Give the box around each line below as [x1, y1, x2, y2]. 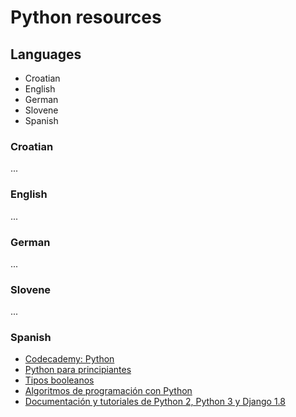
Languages [10, 46, 82, 63]
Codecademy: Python [24, 353, 115, 365]
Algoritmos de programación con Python [24, 385, 193, 397]
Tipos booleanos [24, 374, 95, 386]
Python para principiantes [24, 364, 132, 376]
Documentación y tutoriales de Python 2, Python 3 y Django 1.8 [24, 396, 286, 408]
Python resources [10, 6, 162, 29]
